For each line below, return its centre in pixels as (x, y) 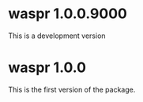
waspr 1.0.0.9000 (68, 14)
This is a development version (57, 36)
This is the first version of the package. (72, 89)
